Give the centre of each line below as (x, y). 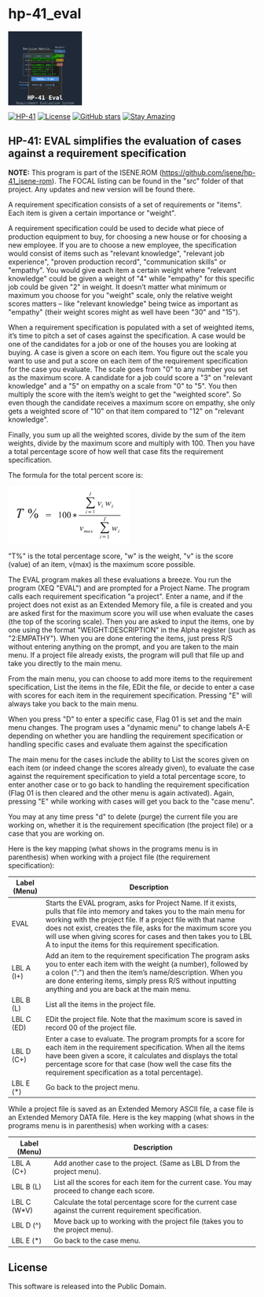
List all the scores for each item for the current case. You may (153, 1183)
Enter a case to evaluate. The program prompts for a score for (145, 1038)
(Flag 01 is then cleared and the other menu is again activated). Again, (121, 792)
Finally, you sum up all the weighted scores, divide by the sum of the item (127, 434)
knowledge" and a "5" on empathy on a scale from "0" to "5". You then (123, 386)
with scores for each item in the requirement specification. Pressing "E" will (130, 695)
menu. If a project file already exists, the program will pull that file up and (126, 654)
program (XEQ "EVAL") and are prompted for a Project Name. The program (129, 587)
